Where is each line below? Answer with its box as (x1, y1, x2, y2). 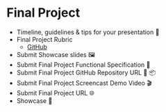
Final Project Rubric (16, 35, 74, 43)
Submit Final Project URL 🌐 (16, 88, 94, 97)
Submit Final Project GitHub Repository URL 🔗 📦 (16, 68, 156, 77)
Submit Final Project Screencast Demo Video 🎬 (16, 79, 152, 87)
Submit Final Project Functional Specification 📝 (16, 61, 151, 69)
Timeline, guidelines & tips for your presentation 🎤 (16, 28, 160, 36)
